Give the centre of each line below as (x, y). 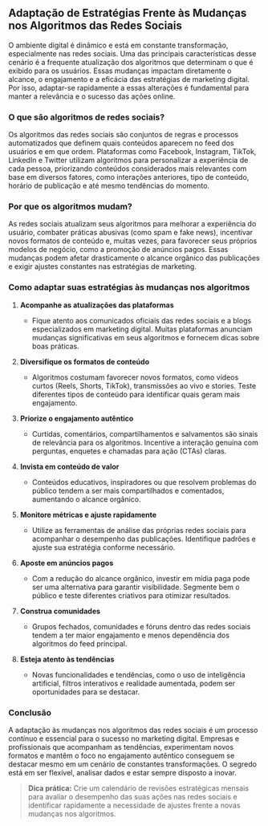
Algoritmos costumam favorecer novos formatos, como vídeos (135, 377)
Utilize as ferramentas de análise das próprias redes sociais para (139, 530)
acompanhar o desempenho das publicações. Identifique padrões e (144, 539)
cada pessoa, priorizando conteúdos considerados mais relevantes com (128, 169)
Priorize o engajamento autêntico (77, 418)
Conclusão (30, 712)
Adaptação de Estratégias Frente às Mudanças (128, 13)
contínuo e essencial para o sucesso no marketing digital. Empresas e (124, 739)
